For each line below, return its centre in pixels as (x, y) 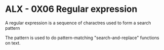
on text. (13, 43)
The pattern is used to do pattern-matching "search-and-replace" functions (82, 38)
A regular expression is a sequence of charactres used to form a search (78, 23)
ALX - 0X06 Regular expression (71, 9)
